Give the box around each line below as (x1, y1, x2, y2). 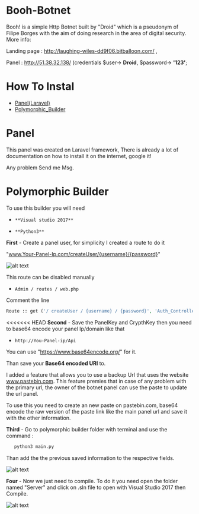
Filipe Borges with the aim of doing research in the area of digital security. (6, 29, 187, 36)
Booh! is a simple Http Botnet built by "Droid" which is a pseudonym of (6, 23, 179, 30)
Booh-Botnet (6, 4, 71, 17)
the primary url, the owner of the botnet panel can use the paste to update (6, 384, 188, 391)
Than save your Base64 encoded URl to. (6, 360, 106, 367)
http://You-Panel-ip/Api (14, 338, 76, 343)
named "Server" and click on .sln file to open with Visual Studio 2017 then (6, 484, 186, 491)
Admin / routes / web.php (14, 286, 79, 292)
